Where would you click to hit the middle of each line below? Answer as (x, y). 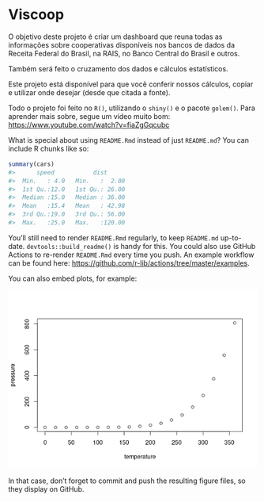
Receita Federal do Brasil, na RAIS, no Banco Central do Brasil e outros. (124, 53)
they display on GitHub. (46, 489)
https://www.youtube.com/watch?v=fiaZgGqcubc (89, 125)
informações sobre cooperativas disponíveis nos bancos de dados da (122, 44)
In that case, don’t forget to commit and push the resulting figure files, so (127, 481)
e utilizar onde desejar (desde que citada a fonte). (89, 92)
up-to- (231, 238)
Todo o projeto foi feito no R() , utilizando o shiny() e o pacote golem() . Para (132, 108)
